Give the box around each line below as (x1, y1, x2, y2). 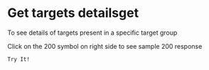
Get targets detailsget (7, 5, 139, 21)
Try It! (7, 55, 31, 63)
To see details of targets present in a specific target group (7, 28, 178, 37)
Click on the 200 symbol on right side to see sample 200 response (7, 42, 203, 50)
